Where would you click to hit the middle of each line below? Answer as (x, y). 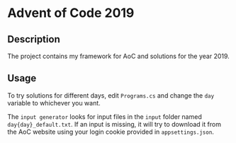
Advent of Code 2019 (71, 13)
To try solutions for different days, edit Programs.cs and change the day (111, 95)
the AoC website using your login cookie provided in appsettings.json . (111, 132)
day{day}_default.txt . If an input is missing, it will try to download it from (114, 124)
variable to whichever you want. (54, 103)
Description (34, 39)
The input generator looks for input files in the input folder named (105, 116)
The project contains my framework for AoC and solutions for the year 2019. (119, 56)
